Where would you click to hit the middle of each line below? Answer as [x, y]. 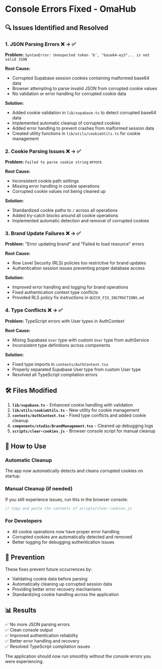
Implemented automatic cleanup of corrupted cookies [66, 123]
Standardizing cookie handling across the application [65, 594]
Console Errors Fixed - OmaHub [71, 9]
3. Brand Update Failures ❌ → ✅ [43, 234]
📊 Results [21, 610]
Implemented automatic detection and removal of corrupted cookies [81, 221]
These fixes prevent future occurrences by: [49, 569]
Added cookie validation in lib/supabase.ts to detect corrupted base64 [84, 112]
